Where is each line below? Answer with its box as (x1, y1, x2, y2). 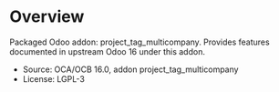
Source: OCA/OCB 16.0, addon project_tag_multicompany (22, 64, 239, 75)
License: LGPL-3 (22, 73, 85, 84)
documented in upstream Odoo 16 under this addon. (9, 46, 205, 56)
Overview (9, 6, 85, 27)
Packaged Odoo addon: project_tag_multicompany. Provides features (9, 36, 271, 47)
